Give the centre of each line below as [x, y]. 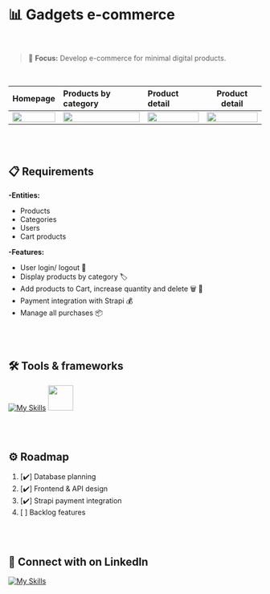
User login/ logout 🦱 [53, 267]
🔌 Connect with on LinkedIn [78, 561]
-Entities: [24, 195]
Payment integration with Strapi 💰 [76, 301]
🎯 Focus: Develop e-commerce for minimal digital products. [127, 58]
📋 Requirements [51, 172]
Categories [38, 219]
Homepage [34, 98]
